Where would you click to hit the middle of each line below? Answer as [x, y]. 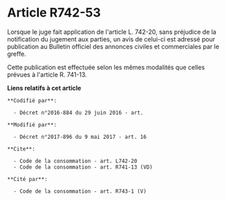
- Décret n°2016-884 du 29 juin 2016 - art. [78, 113]
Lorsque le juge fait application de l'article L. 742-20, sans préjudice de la [112, 32]
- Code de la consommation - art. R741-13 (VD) [83, 167]
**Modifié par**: [32, 125]
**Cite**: [21, 149]
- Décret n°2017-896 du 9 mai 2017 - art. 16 [80, 137]
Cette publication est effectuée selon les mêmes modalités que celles [106, 67]
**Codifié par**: [32, 100]
